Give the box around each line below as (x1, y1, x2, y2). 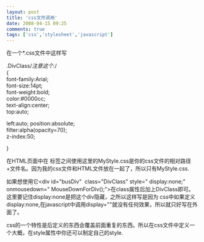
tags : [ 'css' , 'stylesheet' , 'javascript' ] (6, 32, 114, 38)
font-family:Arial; (6, 76, 49, 83)
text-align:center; (6, 101, 50, 109)
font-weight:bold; (6, 89, 50, 96)
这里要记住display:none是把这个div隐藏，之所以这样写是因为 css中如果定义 (6, 193, 195, 200)
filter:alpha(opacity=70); (6, 127, 67, 134)
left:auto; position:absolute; (6, 120, 75, 127)
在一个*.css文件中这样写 (6, 50, 67, 57)
